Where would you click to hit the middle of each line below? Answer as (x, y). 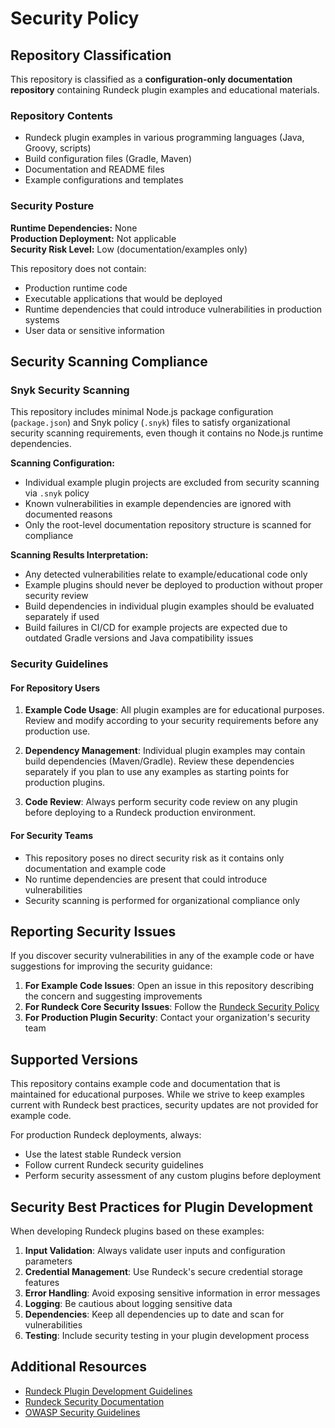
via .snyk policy (57, 493)
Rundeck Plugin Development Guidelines (108, 1391)
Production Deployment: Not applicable (93, 238)
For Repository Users (55, 688)
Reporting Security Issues (93, 931)
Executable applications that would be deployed (123, 298)
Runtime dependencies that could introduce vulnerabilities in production (173, 309)
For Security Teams (52, 835)
